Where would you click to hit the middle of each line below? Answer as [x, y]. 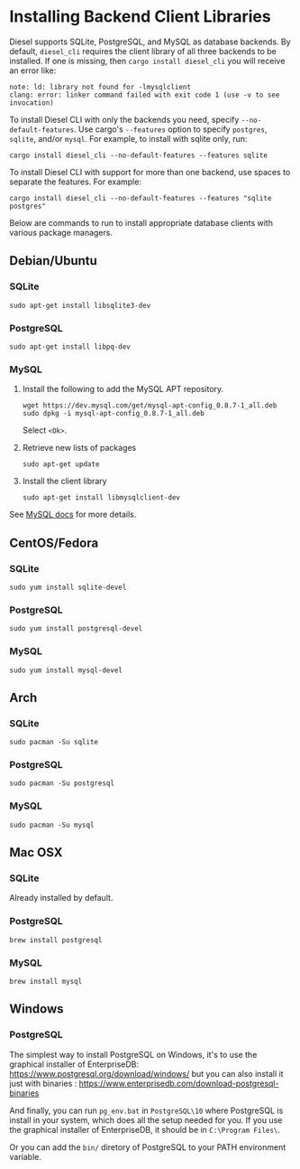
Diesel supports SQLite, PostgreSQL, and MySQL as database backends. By [150, 42]
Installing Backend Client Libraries [141, 17]
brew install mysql [46, 982]
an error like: [33, 70]
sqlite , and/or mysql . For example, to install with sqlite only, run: [128, 138]
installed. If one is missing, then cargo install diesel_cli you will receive [147, 61]
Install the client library [64, 482]
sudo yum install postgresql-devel [76, 629]
